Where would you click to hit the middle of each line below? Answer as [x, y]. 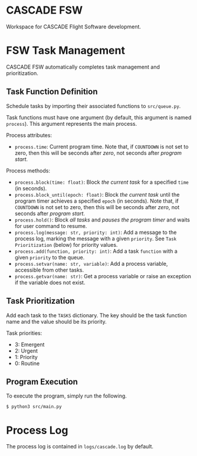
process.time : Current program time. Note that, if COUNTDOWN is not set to [101, 146]
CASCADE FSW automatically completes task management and [83, 67]
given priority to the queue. [50, 257]
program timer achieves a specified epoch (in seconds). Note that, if [96, 201]
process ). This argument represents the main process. [72, 123]
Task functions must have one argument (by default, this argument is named [99, 117]
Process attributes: [29, 135]
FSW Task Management [66, 51]
